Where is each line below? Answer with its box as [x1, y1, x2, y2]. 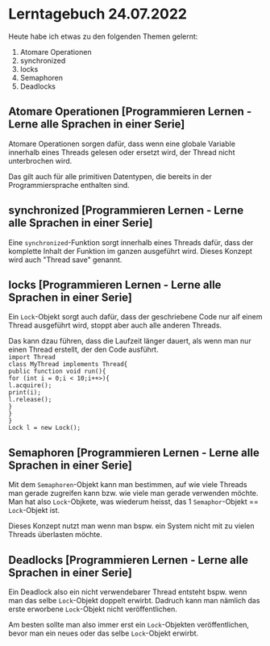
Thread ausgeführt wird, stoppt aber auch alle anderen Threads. [8, 320, 222, 331]
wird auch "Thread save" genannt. [8, 255, 123, 265]
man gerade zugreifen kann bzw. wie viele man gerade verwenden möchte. [8, 489, 259, 498]
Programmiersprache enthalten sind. [8, 180, 131, 190]
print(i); [8, 389, 42, 397]
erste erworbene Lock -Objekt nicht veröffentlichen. [8, 604, 177, 614]
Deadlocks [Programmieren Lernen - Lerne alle [8, 553, 248, 567]
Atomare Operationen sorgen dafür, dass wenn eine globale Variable [8, 139, 236, 148]
